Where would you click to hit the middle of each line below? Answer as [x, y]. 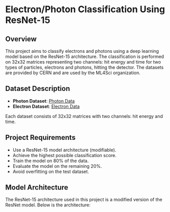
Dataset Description [38, 89]
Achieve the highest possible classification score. [65, 155]
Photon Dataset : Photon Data [44, 101]
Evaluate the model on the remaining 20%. [57, 166]
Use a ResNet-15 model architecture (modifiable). [64, 150]
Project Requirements [40, 138]
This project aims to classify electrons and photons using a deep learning [82, 51]
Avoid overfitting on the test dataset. [51, 171]
